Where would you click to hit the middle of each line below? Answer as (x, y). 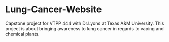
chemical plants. (22, 34)
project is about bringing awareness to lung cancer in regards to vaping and (84, 28)
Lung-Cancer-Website (54, 9)
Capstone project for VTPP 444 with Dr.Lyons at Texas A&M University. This (85, 23)
